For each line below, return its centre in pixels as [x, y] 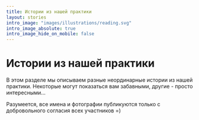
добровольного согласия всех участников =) [63, 110]
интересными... [26, 93]
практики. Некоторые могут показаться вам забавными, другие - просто [99, 87]
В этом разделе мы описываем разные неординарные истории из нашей [99, 80]
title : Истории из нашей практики [49, 12]
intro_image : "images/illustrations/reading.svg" [69, 23]
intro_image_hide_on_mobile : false [50, 34]
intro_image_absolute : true [41, 28]
